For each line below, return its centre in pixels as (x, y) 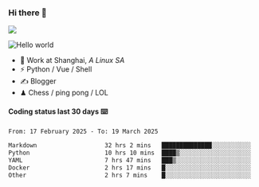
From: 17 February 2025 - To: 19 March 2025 (83, 131)
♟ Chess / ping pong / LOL (64, 93)
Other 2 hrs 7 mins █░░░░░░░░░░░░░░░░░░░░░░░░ (129, 175)
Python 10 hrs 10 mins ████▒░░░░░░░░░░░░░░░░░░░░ (129, 153)
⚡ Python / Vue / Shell (56, 69)
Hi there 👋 (28, 13)
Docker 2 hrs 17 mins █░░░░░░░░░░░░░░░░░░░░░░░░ (129, 168)
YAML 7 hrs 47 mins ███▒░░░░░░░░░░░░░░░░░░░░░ (129, 161)
